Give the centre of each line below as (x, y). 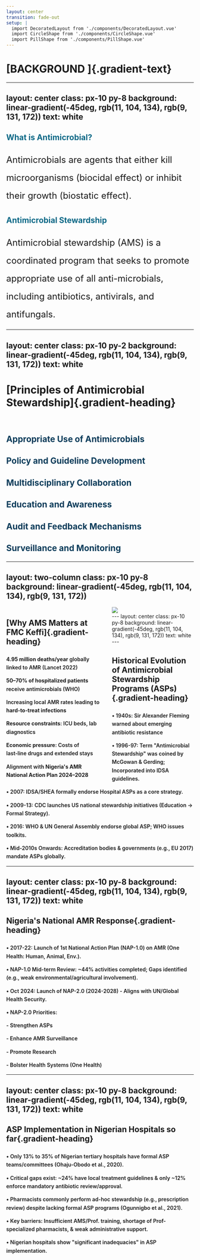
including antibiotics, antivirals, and (80, 296)
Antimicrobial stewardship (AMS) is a (84, 243)
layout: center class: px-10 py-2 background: (91, 345)
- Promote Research (31, 1052)
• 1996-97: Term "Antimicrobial (151, 745)
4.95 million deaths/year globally (48, 659)
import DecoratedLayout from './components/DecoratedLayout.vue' (94, 28)
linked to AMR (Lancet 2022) (42, 668)
